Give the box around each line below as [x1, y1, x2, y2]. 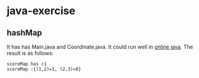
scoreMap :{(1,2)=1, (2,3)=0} [7, 66, 82, 72]
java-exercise [7, 4, 76, 18]
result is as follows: [7, 50, 54, 57]
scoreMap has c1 [7, 61, 47, 67]
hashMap [7, 28, 43, 38]
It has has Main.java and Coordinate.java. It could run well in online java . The [7, 43, 193, 50]
